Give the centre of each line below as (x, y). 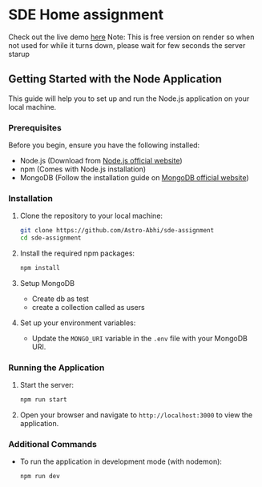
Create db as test (60, 299)
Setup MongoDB (47, 283)
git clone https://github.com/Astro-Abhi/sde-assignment (117, 231)
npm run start (43, 400)
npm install (40, 268)
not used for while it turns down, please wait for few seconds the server (127, 45)
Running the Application (56, 368)
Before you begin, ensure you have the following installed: (104, 145)
